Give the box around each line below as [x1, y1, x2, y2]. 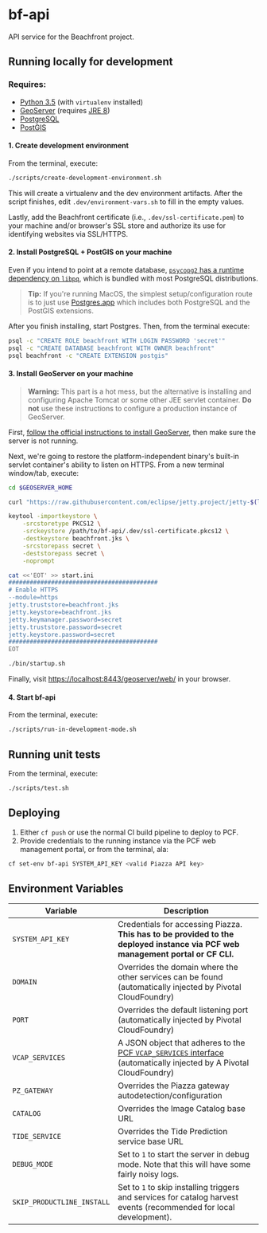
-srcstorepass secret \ [22, 542, 102, 550]
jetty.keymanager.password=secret [8, 615, 123, 623]
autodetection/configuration [118, 1090, 222, 1101]
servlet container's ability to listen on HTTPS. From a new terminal [8, 460, 225, 469]
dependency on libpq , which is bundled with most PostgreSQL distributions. [8, 273, 258, 283]
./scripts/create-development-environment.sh [8, 174, 161, 182]
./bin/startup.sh [8, 660, 66, 668]
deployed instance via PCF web [118, 939, 240, 950]
